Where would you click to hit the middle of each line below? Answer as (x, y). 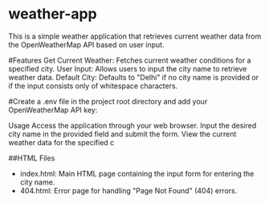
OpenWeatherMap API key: (53, 110)
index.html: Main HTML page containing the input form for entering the (137, 173)
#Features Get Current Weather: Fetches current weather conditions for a (130, 60)
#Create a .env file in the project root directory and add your (108, 101)
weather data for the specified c (61, 142)
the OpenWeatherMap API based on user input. (86, 44)
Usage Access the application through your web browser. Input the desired (132, 125)
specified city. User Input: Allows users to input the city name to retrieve (128, 68)
